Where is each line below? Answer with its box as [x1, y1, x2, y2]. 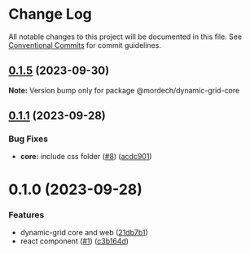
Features [8, 209, 45, 220]
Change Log [8, 5, 92, 24]
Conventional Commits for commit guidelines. [8, 40, 161, 50]
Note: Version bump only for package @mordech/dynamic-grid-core [8, 85, 240, 95]
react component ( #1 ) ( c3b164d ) [20, 236, 129, 246]
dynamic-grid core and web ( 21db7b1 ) [20, 227, 148, 237]
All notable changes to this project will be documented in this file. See [8, 32, 243, 41]
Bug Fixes [8, 133, 49, 144]
